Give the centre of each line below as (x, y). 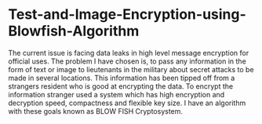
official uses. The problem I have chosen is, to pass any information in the (127, 61)
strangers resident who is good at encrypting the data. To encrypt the (121, 86)
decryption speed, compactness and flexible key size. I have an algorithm (127, 103)
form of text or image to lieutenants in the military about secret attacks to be (131, 69)
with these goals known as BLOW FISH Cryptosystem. (95, 111)
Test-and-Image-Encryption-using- (127, 15)
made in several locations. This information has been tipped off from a (122, 78)
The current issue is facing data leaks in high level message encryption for (129, 53)
